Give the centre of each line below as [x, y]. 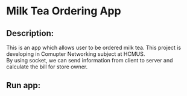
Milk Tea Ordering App [64, 11]
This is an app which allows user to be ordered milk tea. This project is [94, 47]
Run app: [24, 85]
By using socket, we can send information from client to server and [90, 60]
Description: [30, 33]
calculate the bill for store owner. [47, 67]
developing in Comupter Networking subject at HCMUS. [76, 54]
